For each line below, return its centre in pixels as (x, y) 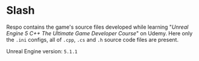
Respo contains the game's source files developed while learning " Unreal (97, 27)
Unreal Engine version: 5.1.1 (42, 51)
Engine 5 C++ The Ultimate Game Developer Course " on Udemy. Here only (99, 33)
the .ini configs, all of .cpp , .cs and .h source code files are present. (93, 39)
